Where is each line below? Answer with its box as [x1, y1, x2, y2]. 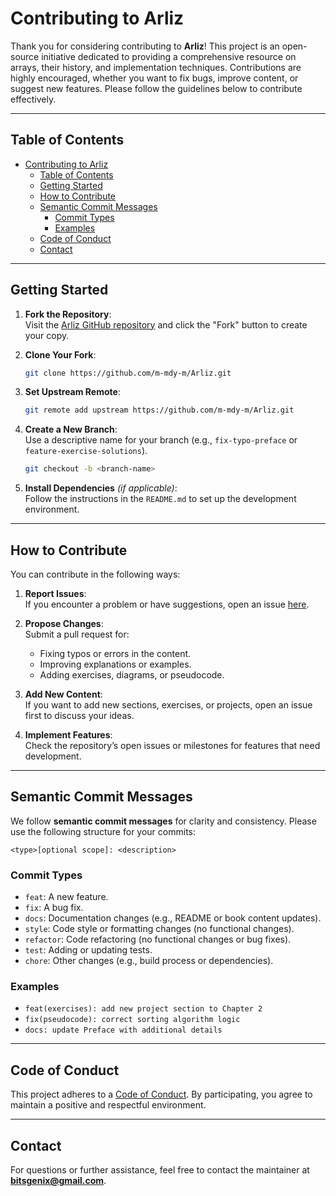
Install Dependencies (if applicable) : [24, 482, 178, 494]
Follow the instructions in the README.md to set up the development [24, 493, 297, 505]
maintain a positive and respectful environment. [10, 1099, 207, 1111]
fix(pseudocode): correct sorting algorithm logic [24, 1015, 241, 1025]
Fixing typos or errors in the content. [39, 648, 192, 659]
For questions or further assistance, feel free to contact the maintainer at [10, 1164, 310, 1176]
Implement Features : [24, 729, 113, 741]
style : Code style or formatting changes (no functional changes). [24, 923, 295, 935]
